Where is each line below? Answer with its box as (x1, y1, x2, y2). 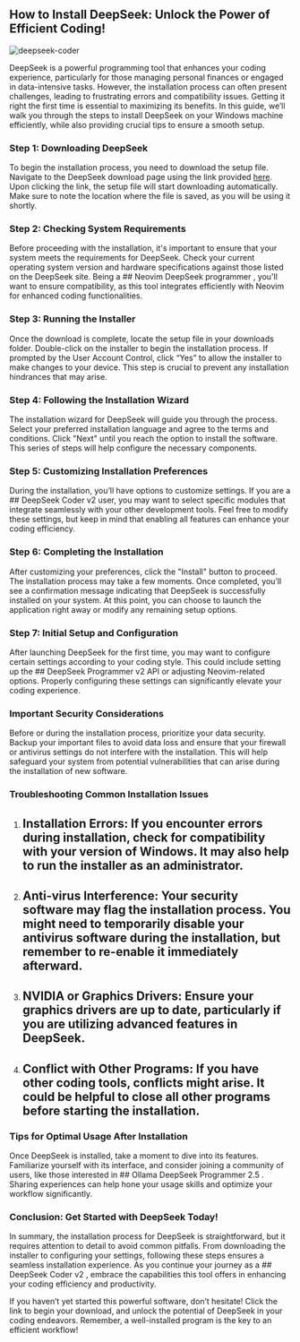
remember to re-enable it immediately (21, 944, 239, 959)
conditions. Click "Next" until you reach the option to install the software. (9, 434, 278, 443)
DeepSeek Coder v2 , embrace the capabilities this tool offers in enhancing (9, 1269, 287, 1280)
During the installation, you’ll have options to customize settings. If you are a (9, 486, 291, 496)
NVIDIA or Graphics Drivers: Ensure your (21, 989, 254, 1004)
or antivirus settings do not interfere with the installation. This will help (9, 747, 269, 758)
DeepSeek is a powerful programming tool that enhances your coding (9, 62, 267, 73)
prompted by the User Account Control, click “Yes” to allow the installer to (9, 352, 282, 363)
